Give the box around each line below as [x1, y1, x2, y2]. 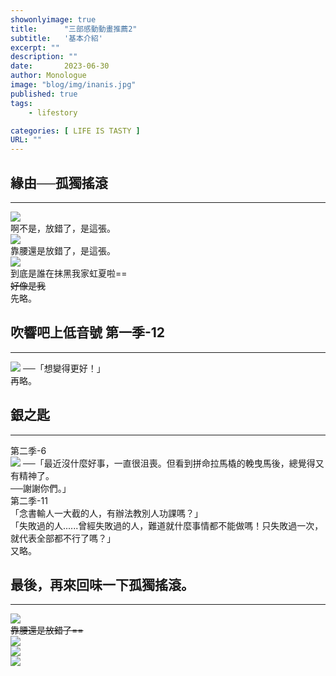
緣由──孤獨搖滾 [10, 174, 108, 191]
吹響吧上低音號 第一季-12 [10, 324, 166, 341]
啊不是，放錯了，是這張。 [10, 222, 116, 234]
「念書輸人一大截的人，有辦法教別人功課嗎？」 [10, 507, 203, 519]
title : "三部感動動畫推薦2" [10, 24, 138, 34]
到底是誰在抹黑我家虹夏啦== [10, 267, 128, 279]
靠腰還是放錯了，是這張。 [10, 244, 116, 256]
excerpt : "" [10, 42, 60, 53]
